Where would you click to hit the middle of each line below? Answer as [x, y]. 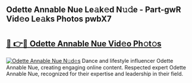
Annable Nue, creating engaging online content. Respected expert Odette [96, 67]
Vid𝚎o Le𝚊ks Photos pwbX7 [59, 19]
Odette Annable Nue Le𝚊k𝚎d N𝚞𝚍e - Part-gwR [94, 10]
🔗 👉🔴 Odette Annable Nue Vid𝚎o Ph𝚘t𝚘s [84, 44]
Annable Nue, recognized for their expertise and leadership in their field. [95, 74]
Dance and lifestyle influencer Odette [128, 61]
